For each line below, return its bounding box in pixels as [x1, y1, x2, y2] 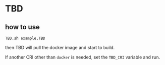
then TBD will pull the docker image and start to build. [5, 45, 115, 50]
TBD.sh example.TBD [5, 36, 46, 41]
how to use [5, 23, 40, 31]
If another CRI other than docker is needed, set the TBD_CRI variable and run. [5, 54, 160, 60]
